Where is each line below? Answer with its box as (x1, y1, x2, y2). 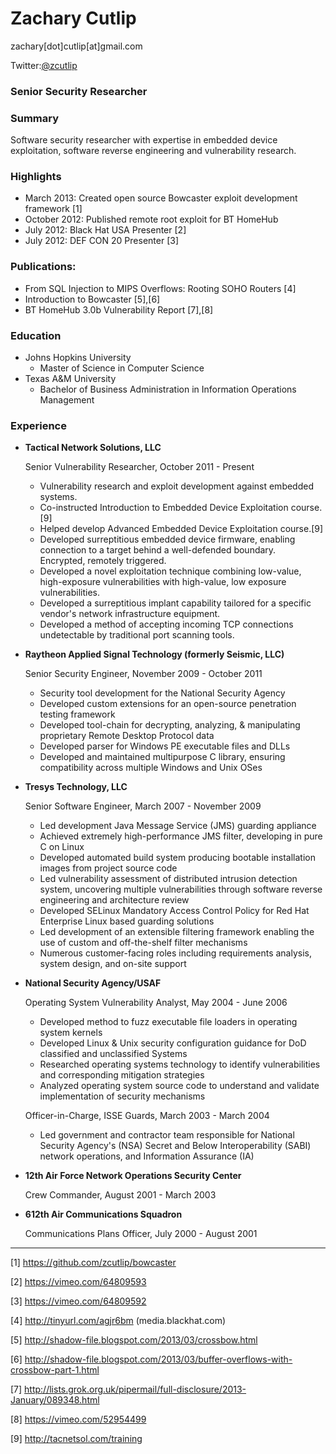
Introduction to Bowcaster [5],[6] (24, 293, 161, 305)
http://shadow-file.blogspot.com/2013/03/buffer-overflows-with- (24, 1353, 293, 1366)
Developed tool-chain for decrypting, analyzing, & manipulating (39, 719, 301, 731)
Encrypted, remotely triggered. (39, 555, 167, 567)
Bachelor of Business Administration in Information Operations (39, 383, 297, 396)
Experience (10, 418, 67, 432)
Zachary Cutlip (10, 7, 137, 30)
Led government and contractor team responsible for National (39, 1129, 295, 1141)
